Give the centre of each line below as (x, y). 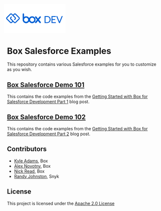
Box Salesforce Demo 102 (46, 117)
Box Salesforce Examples (59, 51)
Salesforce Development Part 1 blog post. (48, 102)
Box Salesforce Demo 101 (46, 85)
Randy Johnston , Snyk (36, 176)
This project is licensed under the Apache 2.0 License (61, 203)
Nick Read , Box (29, 171)
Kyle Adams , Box (31, 161)
